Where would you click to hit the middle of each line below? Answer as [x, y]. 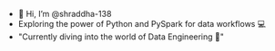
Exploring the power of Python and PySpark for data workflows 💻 [142, 24]
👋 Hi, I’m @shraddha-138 [65, 14]
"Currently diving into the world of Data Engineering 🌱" [121, 37]
